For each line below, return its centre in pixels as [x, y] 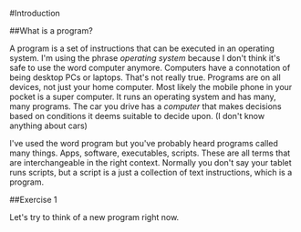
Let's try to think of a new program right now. [94, 217]
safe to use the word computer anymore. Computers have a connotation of [150, 68]
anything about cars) [49, 126]
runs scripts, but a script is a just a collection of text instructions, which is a [151, 172]
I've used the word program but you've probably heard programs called [144, 143]
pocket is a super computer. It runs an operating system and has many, [143, 96]
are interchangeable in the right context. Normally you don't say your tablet [150, 162]
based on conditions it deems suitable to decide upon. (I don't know [137, 116]
